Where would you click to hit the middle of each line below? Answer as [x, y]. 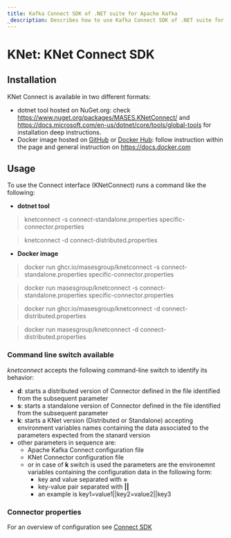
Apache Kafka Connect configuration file [85, 450]
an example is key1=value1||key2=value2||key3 [104, 494]
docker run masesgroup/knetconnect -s [81, 288]
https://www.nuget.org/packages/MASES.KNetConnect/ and [103, 117]
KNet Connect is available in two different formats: [79, 96]
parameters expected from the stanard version [84, 435]
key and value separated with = [83, 479]
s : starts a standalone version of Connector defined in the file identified [119, 406]
